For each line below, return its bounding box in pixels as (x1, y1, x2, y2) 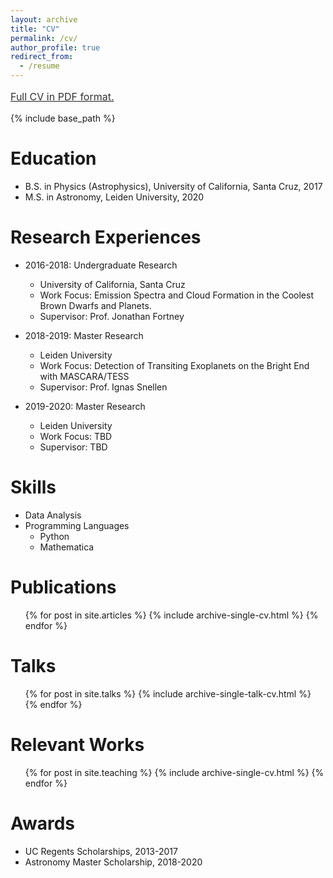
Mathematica (39, 541, 95, 553)
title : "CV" (10, 24, 60, 34)
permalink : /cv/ (10, 33, 78, 43)
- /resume (19, 61, 60, 71)
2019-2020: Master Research (24, 400, 146, 412)
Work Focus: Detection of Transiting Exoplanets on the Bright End (39, 359, 310, 371)
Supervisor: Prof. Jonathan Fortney (39, 310, 185, 322)
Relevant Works (10, 733, 145, 756)
